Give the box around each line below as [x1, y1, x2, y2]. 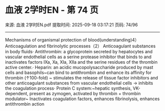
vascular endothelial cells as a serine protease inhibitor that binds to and [5, 54, 152, 60]
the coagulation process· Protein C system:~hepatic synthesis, [5, 85, 132, 91]
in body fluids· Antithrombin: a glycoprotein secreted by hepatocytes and [5, 48, 153, 54]
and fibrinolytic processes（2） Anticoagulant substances [37, 43, 156, 49]
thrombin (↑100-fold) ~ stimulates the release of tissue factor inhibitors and [5, 74, 158, 80]
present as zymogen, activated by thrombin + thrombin [29, 90, 141, 96]
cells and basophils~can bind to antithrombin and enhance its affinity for [5, 70, 152, 75]
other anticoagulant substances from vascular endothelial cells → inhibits [5, 80, 153, 86]
